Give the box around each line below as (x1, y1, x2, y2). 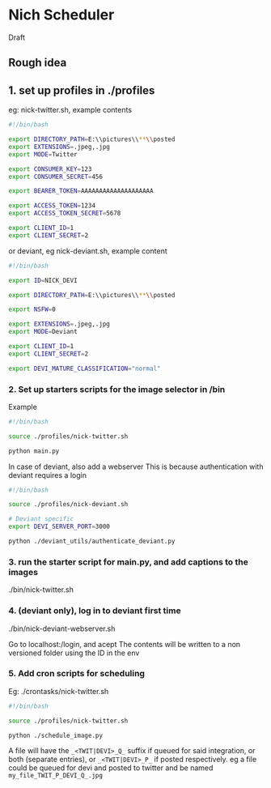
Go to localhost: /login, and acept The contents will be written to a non (8, 639, 241, 649)
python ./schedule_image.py (8, 731, 104, 739)
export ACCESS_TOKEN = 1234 (8, 202, 95, 210)
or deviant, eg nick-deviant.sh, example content (8, 245, 167, 256)
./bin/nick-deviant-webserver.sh (8, 624, 116, 633)
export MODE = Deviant (8, 328, 78, 336)
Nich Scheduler (8, 6, 115, 24)
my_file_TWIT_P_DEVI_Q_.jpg (8, 772, 104, 780)
